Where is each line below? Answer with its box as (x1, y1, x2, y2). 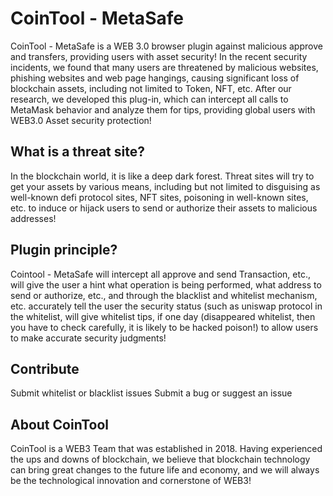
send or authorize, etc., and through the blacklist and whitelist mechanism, (10, 289, 318, 301)
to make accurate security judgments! (10, 332, 167, 344)
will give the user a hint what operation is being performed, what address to (10, 278, 322, 291)
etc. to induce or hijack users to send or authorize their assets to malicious (10, 202, 318, 214)
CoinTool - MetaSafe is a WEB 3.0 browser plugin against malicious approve (10, 40, 323, 52)
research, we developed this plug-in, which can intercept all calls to (10, 93, 289, 105)
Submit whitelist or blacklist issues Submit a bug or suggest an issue (10, 387, 293, 399)
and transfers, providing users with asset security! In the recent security (10, 50, 308, 62)
